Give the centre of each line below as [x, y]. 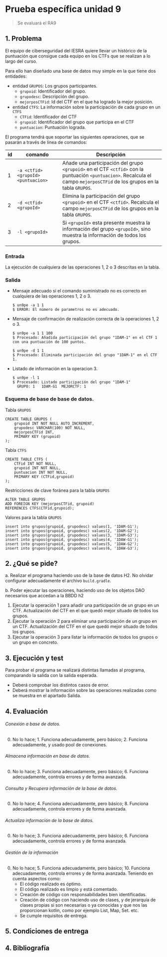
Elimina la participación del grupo [101, 196]
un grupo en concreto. [35, 642]
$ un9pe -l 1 [26, 378]
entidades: [16, 76]
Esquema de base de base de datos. [50, 399]
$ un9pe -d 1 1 [28, 351]
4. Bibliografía [27, 948]
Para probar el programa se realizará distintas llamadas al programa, [75, 670]
